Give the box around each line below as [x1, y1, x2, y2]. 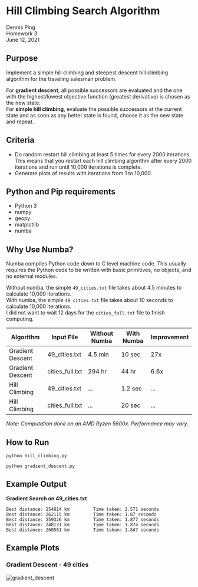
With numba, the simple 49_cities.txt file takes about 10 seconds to [6, 297, 173, 304]
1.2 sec [121, 385, 143, 393]
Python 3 [14, 202, 37, 209]
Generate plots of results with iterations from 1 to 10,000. [14, 169, 153, 176]
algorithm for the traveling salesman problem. [6, 75, 117, 82]
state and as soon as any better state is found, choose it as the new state [6, 112, 184, 119]
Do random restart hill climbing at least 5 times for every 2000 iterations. [14, 150, 192, 158]
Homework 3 [6, 29, 38, 37]
